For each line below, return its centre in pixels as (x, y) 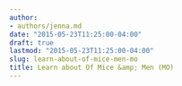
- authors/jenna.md (46, 26)
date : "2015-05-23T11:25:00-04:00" (76, 34)
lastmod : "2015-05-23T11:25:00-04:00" (82, 51)
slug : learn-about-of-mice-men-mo (74, 59)
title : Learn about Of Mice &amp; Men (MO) (92, 68)
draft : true (31, 43)
